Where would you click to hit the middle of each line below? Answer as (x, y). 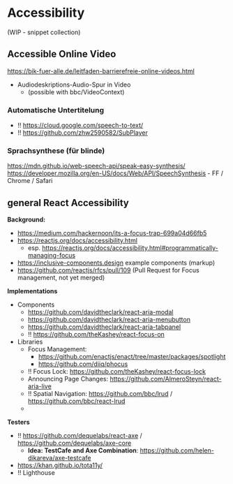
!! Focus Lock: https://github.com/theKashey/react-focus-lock (116, 372)
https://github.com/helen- (177, 450)
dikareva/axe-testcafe (59, 458)
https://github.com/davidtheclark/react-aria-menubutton (109, 320)
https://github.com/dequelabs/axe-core (74, 443)
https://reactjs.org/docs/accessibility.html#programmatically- (130, 248)
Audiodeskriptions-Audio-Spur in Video (74, 85)
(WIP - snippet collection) (44, 32)
